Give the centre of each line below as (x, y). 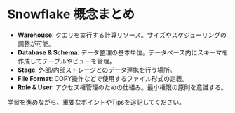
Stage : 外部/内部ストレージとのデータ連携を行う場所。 (97, 70)
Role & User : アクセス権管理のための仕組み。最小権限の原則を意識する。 (122, 87)
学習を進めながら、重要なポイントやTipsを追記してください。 (96, 102)
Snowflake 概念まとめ (71, 14)
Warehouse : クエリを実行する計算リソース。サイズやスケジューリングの (122, 35)
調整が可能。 (36, 43)
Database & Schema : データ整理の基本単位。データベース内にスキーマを (123, 52)
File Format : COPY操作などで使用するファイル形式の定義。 (103, 78)
